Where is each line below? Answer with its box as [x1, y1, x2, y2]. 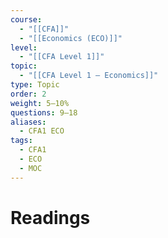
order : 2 [10, 89, 47, 99]
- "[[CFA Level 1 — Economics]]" [19, 71, 159, 81]
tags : [10, 136, 33, 146]
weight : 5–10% [10, 98, 70, 108]
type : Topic [10, 80, 60, 90]
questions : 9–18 [10, 107, 78, 118]
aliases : [10, 117, 47, 127]
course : [10, 14, 43, 25]
